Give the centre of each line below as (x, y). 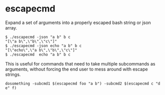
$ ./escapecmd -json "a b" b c (38, 37)
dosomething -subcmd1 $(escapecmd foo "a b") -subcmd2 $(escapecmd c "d (83, 83)
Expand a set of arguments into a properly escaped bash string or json (78, 22)
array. (11, 27)
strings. (13, 74)
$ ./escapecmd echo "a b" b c (38, 54)
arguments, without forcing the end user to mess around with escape (76, 69)
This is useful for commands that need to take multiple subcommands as (80, 63)
